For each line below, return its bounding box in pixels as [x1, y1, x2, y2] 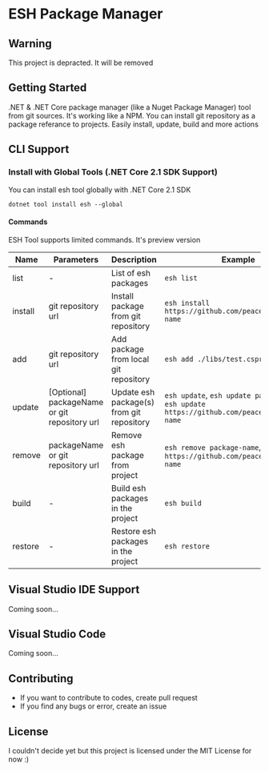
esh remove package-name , [164, 441, 262, 452]
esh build [164, 498, 202, 508]
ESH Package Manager [8, 5, 163, 23]
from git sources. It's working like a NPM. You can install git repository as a [8, 110, 256, 120]
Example [221, 254, 255, 265]
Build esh [110, 482, 147, 493]
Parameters [53, 254, 99, 265]
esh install [164, 298, 211, 307]
